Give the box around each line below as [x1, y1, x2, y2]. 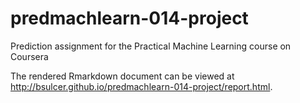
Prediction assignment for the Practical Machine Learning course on [10, 40, 292, 52]
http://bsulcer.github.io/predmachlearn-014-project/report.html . [10, 80, 273, 92]
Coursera [10, 50, 49, 62]
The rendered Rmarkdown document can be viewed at [10, 70, 235, 82]
